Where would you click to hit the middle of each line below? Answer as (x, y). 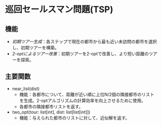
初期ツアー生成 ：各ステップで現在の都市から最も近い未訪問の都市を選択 (84, 42)
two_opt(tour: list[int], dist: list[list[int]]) (51, 112)
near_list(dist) (26, 89)
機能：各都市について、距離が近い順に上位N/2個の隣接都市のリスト (87, 94)
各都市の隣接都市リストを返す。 (51, 107)
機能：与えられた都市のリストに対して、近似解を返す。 (74, 118)
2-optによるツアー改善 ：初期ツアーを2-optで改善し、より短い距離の (81, 54)
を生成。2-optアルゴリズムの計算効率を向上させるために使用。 (82, 100)
